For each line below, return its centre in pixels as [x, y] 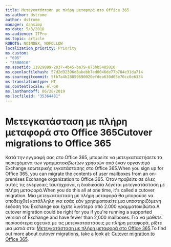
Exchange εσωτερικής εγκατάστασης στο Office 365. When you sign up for [84, 168]
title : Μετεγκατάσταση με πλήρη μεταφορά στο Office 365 [67, 10]
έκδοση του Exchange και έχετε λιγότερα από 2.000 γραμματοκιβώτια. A [82, 206]
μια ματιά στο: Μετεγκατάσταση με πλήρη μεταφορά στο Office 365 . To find [86, 229]
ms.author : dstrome [26, 15]
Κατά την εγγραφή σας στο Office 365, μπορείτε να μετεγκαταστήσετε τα [84, 158]
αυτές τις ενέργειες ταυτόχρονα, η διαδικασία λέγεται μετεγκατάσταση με [85, 185]
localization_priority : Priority [41, 48]
